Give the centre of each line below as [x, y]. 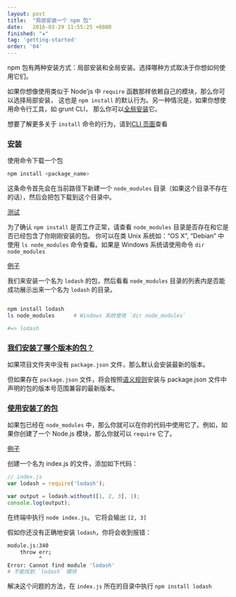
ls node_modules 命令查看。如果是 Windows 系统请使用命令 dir [113, 245]
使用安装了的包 [33, 408]
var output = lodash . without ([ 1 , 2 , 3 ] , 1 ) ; [74, 497]
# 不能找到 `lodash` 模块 [42, 572]
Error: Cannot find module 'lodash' [61, 565]
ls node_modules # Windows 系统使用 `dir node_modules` [97, 316]
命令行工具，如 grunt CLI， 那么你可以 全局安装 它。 [87, 109]
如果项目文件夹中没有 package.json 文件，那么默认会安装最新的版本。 [108, 364]
